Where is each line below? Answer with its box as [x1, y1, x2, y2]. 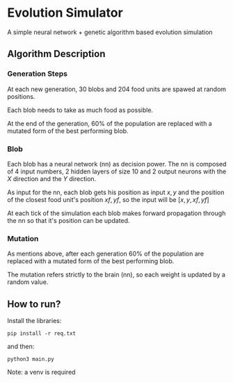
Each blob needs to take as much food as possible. [7, 106, 154, 114]
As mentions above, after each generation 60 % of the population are [7, 249, 204, 258]
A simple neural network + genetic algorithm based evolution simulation [7, 28, 214, 36]
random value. [7, 278, 49, 286]
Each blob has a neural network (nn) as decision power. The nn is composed [7, 159, 227, 168]
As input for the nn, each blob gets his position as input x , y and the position [7, 188, 225, 196]
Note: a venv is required [7, 368, 76, 377]
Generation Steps [7, 69, 68, 79]
